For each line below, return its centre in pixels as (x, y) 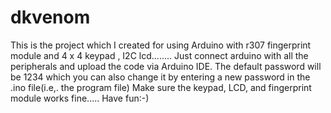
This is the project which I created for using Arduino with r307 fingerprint (161, 45)
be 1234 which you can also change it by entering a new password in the (160, 77)
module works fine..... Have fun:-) (80, 98)
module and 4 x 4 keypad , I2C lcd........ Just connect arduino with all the (159, 55)
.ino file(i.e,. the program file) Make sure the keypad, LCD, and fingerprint (161, 87)
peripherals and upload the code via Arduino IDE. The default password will (166, 66)
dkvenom (50, 17)
